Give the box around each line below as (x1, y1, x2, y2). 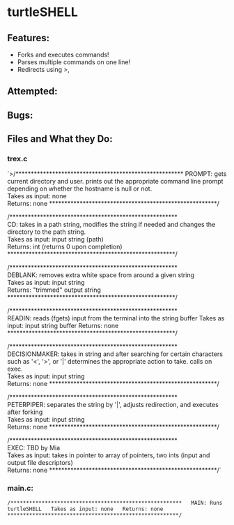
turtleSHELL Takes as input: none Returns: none (7, 505, 164, 512)
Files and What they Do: (7, 133, 113, 145)
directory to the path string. (7, 228, 86, 236)
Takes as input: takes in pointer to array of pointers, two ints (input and (7, 451, 210, 459)
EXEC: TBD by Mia (7, 444, 61, 452)
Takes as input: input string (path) (7, 235, 104, 244)
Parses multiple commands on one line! (17, 58, 131, 66)
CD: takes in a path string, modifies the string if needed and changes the (7, 221, 216, 229)
